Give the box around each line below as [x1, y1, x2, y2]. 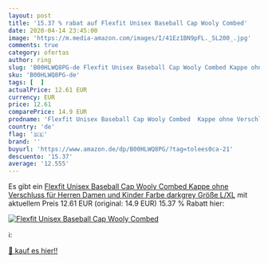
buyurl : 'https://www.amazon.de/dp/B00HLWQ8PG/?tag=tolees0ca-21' [8, 145, 234, 153]
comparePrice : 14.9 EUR [8, 108, 88, 116]
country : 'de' [8, 123, 56, 131]
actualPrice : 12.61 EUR [8, 85, 88, 94]
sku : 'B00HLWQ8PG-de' [8, 71, 81, 79]
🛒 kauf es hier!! [8, 246, 58, 256]
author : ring [8, 57, 52, 65]
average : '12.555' [8, 160, 69, 168]
